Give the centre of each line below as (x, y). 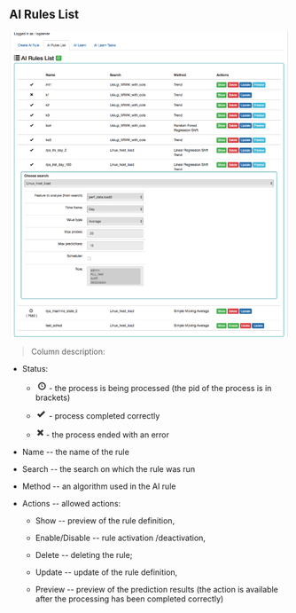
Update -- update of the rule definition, (106, 572)
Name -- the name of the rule (76, 452)
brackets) (53, 397)
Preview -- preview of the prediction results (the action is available (157, 590)
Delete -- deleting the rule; (84, 555)
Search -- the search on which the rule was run (109, 469)
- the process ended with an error (108, 435)
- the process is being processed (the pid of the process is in (160, 389)
